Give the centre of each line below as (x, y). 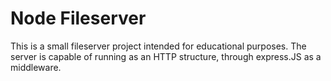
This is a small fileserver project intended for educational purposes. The (158, 46)
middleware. (36, 67)
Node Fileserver (78, 18)
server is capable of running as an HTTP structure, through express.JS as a (166, 56)
